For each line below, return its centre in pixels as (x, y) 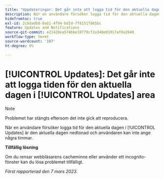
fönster (12, 162)
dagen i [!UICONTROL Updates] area (80, 95)
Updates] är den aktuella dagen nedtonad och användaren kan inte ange (78, 133)
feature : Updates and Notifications (42, 28)
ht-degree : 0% (20, 46)
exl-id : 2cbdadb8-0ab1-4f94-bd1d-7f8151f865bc (53, 23)
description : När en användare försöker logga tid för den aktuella (76, 14)
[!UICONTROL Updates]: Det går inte (80, 74)
